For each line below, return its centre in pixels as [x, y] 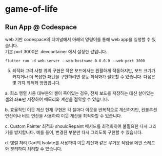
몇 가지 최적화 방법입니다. [36, 83]
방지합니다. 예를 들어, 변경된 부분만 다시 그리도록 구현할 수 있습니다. [78, 132]
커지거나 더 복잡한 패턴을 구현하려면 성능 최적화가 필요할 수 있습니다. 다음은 [84, 77]
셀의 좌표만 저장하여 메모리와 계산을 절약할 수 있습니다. [57, 99]
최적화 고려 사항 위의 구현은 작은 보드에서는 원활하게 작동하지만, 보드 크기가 [84, 70]
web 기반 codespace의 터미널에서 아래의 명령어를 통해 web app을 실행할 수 [78, 39]
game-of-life [31, 9]
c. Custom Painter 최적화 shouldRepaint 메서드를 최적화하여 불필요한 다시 [76, 126]
